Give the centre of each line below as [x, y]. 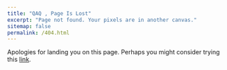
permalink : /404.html [39, 33]
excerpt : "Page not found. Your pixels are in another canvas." [102, 20]
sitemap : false [29, 26]
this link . [19, 60]
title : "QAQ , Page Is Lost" [49, 13]
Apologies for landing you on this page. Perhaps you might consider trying [113, 52]
